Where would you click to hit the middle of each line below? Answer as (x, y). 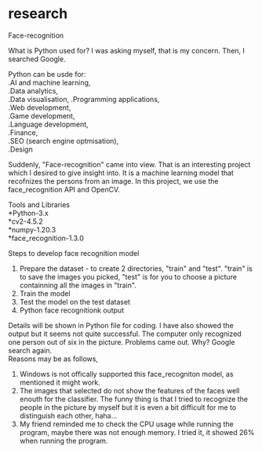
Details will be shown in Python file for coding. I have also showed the (121, 325)
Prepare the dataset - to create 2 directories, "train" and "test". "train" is (136, 269)
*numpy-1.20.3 (32, 229)
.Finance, (23, 132)
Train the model (45, 293)
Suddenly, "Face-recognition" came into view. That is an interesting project (129, 164)
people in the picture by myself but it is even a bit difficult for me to (128, 407)
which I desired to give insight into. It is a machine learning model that (121, 173)
